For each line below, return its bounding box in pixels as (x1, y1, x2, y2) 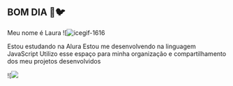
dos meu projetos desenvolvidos (7, 57, 101, 65)
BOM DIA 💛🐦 (7, 6, 66, 18)
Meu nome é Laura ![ (7, 28, 68, 37)
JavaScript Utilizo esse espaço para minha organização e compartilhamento (7, 49, 227, 58)
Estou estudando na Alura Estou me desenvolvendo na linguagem (7, 42, 197, 50)
